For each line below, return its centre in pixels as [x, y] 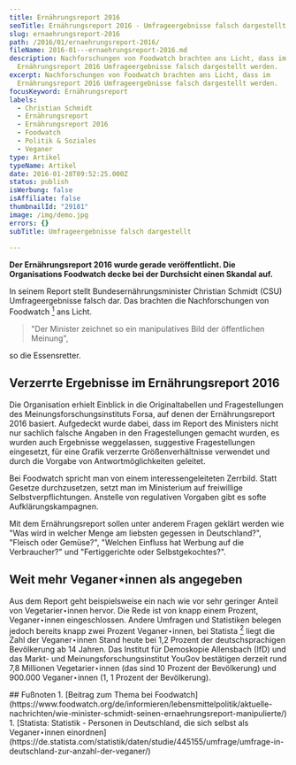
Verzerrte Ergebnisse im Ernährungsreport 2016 [144, 383]
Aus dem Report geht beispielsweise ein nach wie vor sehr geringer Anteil [144, 601]
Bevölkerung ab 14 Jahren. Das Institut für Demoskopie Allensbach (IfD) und [148, 649]
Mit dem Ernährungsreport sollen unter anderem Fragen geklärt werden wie [147, 523]
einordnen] [87, 732]
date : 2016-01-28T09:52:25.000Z [68, 174]
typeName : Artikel [43, 166]
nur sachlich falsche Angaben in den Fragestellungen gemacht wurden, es [144, 433]
